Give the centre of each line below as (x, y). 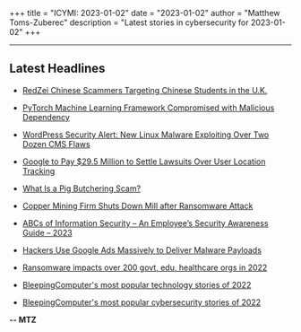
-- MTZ (23, 319)
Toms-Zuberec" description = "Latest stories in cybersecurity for (129, 22)
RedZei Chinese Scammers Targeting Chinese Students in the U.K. (145, 90)
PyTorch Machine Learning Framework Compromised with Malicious (148, 108)
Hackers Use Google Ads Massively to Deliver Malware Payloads (142, 249)
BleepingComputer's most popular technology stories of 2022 (137, 284)
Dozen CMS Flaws (56, 144)
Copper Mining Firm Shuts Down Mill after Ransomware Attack (138, 205)
